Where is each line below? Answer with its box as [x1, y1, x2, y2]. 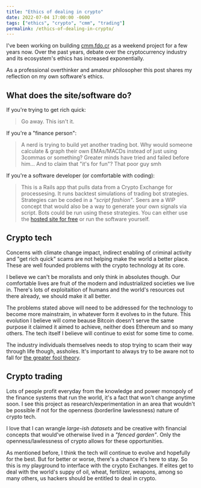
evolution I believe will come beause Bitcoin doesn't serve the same [6, 317, 175, 324]
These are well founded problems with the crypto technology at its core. [6, 261, 185, 269]
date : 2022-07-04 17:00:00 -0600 [6, 14, 90, 20]
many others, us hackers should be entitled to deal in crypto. [6, 474, 157, 481]
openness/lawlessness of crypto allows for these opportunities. [6, 437, 164, 445]
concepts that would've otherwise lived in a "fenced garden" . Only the [6, 431, 181, 438]
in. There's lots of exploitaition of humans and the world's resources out [6, 286, 185, 293]
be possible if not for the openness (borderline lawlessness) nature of [6, 406, 179, 413]
